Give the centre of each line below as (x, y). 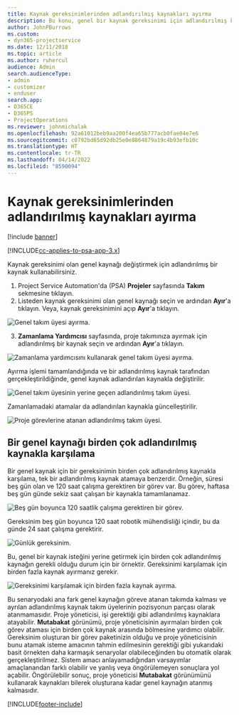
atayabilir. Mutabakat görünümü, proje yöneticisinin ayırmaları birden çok (115, 622)
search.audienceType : (39, 73)
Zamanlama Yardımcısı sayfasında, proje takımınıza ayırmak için (112, 336)
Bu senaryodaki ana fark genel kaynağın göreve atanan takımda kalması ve (117, 599)
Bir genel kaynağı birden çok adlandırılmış (102, 443)
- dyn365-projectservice (44, 41)
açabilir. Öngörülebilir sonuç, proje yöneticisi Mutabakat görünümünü (109, 675)
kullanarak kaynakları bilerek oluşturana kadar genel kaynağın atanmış (110, 682)
